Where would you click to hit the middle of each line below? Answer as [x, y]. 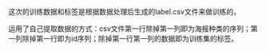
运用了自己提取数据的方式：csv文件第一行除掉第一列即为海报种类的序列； [130, 29]
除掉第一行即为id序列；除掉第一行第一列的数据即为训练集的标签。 [130, 39]
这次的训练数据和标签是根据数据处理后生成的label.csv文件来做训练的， [125, 12]
